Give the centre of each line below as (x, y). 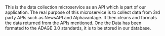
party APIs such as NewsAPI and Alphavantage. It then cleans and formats (81, 18)
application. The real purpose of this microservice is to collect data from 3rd (82, 12)
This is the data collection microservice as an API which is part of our (76, 7)
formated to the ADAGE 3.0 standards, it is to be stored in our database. (78, 28)
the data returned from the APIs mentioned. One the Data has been (73, 23)
